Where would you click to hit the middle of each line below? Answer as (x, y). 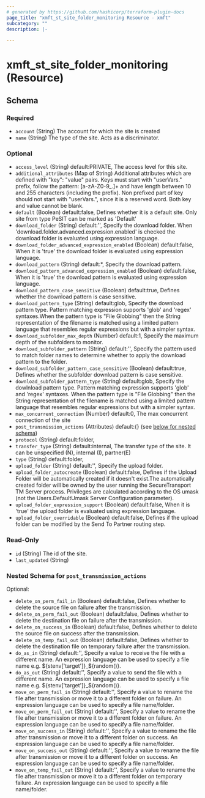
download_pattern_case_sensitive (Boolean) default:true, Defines (97, 290)
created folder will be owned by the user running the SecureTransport (103, 485)
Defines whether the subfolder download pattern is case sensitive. (99, 375)
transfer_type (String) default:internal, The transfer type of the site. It (103, 446)
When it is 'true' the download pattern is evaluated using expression (101, 277)
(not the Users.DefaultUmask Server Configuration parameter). (95, 498)
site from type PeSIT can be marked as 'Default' (76, 219)
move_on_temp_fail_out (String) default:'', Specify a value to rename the (105, 770)
